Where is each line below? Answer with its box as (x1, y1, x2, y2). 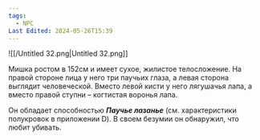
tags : (8, 11, 26, 20)
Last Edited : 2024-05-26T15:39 (8, 27, 113, 35)
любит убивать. (8, 122, 62, 133)
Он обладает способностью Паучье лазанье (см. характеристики (8, 105, 237, 115)
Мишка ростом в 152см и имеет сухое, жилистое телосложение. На (8, 64, 242, 74)
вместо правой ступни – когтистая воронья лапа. (8, 90, 178, 100)
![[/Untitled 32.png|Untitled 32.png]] (8, 49, 128, 59)
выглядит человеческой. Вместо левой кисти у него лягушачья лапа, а (8, 81, 253, 91)
